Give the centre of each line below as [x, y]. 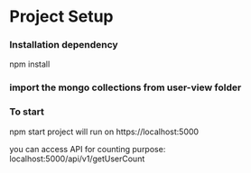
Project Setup [62, 17]
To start [27, 112]
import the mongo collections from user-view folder [125, 87]
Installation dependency [64, 45]
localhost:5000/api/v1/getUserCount [77, 159]
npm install [30, 64]
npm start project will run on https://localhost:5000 [104, 132]
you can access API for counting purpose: [88, 149]
